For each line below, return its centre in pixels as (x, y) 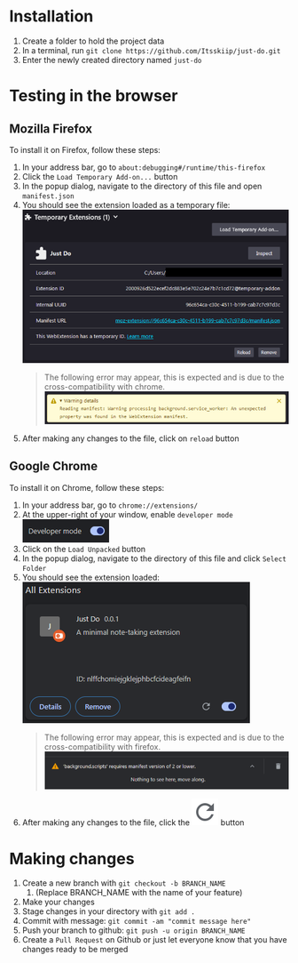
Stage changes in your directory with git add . (108, 911)
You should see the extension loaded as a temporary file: (126, 205)
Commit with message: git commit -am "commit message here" (137, 921)
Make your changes (58, 902)
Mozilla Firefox (51, 128)
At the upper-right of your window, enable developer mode (127, 514)
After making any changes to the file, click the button (133, 823)
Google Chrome (54, 466)
